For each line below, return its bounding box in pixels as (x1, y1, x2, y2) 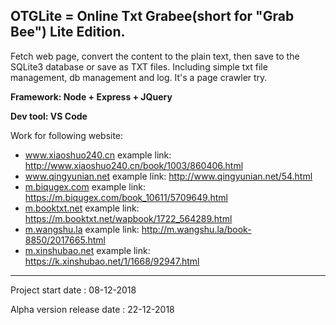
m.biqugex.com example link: (24, 180, 147, 193)
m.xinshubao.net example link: (24, 244, 151, 256)
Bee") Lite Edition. (10, 24, 126, 41)
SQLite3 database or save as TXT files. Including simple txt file (10, 60, 268, 73)
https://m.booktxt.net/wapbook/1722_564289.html (24, 212, 233, 224)
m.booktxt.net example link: (24, 202, 140, 214)
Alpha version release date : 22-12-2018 (10, 303, 175, 315)
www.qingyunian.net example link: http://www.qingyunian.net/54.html (24, 170, 313, 182)
